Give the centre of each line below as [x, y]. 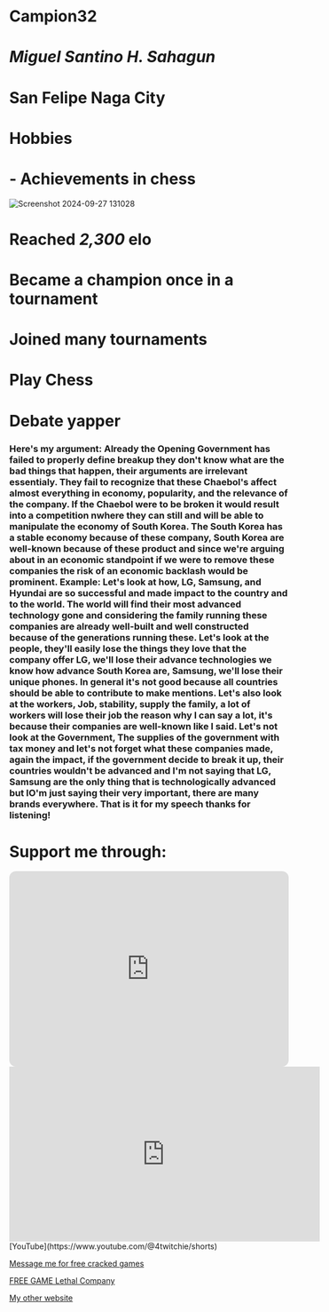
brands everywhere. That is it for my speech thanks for [130, 804]
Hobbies [41, 138]
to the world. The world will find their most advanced [125, 604]
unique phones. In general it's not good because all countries [144, 681]
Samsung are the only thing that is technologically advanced [143, 782]
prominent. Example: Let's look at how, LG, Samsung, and [135, 582]
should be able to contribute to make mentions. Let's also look [145, 693]
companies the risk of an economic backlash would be [129, 570]
